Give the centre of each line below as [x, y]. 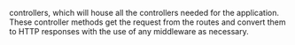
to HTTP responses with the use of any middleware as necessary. [129, 31]
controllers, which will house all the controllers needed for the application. [144, 13]
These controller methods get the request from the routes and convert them [147, 22]
